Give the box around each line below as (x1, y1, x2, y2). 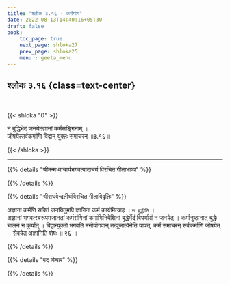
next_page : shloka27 (19, 42, 78, 48)
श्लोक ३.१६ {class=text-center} (7, 80, 136, 91)
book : (7, 29, 23, 36)
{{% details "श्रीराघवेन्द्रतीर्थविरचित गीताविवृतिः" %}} (7, 192, 127, 200)
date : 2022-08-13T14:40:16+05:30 (7, 16, 103, 23)
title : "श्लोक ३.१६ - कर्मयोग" (7, 10, 83, 17)
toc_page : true (19, 35, 63, 42)
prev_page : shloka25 (19, 48, 78, 55)
